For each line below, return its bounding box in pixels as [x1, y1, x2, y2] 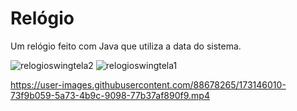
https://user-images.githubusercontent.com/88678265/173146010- [10, 78, 287, 91]
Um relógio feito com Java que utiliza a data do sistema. [10, 40, 242, 52]
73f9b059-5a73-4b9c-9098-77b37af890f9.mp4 [10, 89, 210, 101]
